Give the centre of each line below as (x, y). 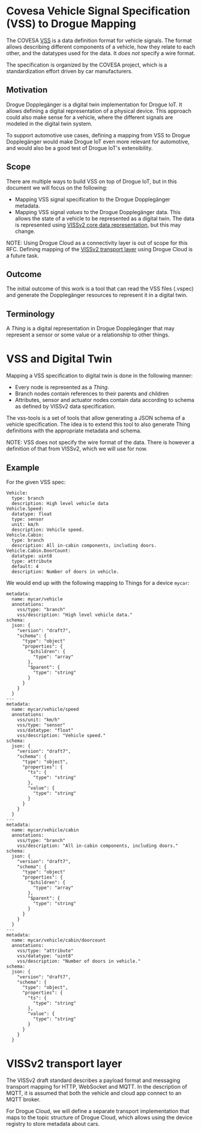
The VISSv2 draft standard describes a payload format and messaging (93, 1080)
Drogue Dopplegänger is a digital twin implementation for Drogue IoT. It (94, 104)
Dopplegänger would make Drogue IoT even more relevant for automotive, (98, 142)
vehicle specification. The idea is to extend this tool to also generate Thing (98, 425)
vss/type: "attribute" (45, 951)
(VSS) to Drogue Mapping (71, 24)
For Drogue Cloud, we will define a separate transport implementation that (98, 1111)
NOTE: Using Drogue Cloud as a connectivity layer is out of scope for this (97, 243)
